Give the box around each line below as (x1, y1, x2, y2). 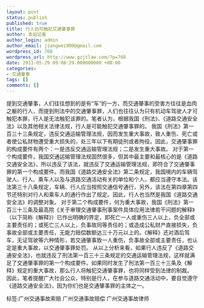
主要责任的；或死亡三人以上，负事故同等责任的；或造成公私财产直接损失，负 (6, 221, 198, 228)
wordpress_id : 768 (6, 49, 53, 55)
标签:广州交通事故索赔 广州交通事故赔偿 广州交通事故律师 (6, 295, 149, 302)
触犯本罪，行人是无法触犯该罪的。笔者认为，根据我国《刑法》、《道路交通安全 (6, 115, 198, 122)
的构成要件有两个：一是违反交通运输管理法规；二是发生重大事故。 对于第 (6, 145, 189, 152)
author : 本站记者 (6, 32, 47, 38)
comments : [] (6, 83, 39, 89)
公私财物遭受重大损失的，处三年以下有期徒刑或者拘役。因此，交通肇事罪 (16, 138, 198, 145)
